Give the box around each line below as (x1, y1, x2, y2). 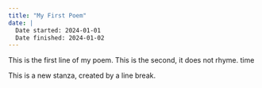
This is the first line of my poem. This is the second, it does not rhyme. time (8, 55, 255, 65)
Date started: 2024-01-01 (15, 26, 102, 34)
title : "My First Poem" (8, 11, 87, 20)
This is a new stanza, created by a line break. (8, 71, 156, 80)
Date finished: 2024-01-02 (15, 33, 105, 42)
